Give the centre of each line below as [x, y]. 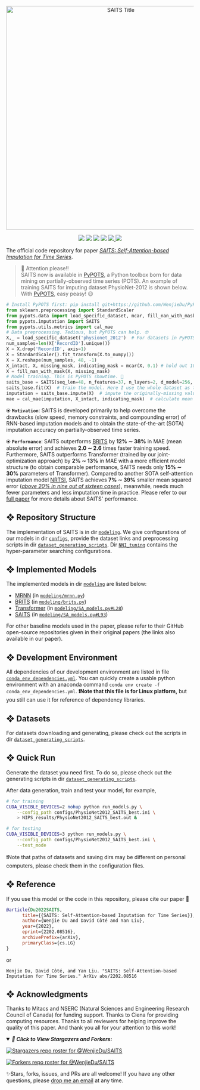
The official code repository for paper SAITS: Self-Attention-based [88, 250]
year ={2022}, [38, 927]
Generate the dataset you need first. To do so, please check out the [89, 772]
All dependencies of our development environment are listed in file [88, 672]
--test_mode [32, 845]
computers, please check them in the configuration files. [75, 866]
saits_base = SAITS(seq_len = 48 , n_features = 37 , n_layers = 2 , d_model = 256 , [100, 382]
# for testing [24, 829]
